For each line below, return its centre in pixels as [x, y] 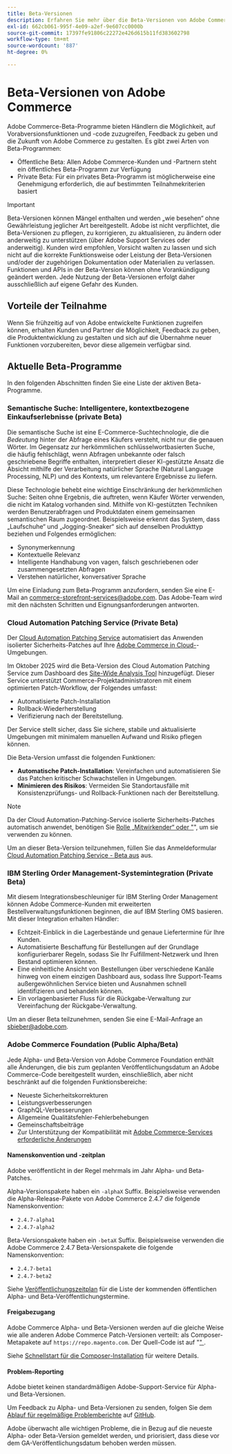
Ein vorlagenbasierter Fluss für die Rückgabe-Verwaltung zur [104, 999]
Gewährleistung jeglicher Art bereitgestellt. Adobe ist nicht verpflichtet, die [114, 225]
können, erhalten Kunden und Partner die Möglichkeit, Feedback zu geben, [114, 330]
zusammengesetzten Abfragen [61, 569]
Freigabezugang [31, 1312]
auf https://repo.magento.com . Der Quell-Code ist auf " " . [124, 1343]
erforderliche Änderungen [54, 1139]
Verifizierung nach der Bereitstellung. [70, 716]
